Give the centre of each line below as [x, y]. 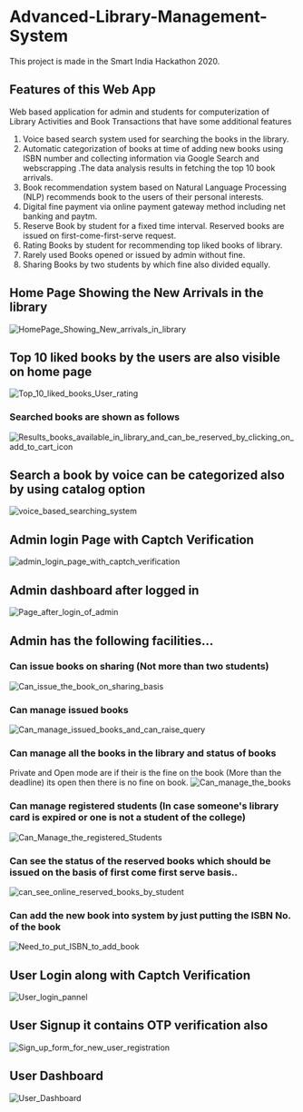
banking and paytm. [60, 216]
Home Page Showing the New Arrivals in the [137, 293]
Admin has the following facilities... [112, 641]
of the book [35, 927]
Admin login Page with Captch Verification [132, 539]
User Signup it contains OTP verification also [139, 1025]
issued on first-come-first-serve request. [99, 235]
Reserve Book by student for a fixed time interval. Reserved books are [153, 225]
